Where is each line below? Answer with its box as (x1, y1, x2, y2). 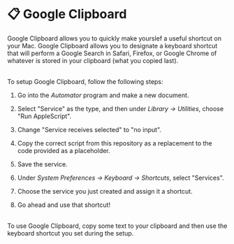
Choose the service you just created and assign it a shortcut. (17, 187, 193, 195)
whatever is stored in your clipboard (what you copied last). (7, 56, 179, 64)
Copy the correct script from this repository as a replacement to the (17, 138, 213, 148)
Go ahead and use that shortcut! (17, 201, 110, 209)
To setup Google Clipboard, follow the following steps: (7, 77, 163, 85)
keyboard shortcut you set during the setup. (7, 229, 134, 237)
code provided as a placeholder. (17, 146, 110, 155)
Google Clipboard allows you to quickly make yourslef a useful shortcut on (7, 34, 222, 43)
